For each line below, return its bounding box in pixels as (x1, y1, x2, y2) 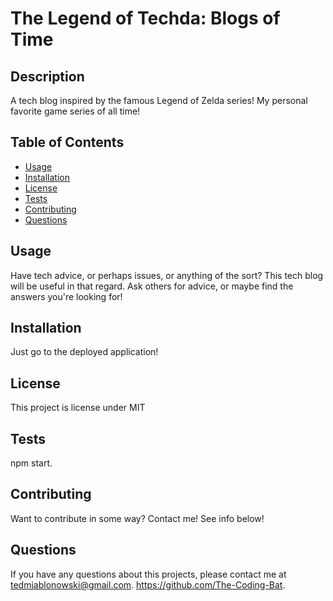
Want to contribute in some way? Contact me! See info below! (10, 512, 265, 524)
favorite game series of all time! (10, 105, 141, 117)
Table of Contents (10, 134, 125, 151)
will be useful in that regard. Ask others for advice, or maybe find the (10, 280, 294, 292)
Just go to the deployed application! (10, 346, 159, 358)
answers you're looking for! (10, 290, 123, 302)
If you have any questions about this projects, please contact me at (10, 568, 287, 580)
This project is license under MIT (10, 402, 146, 414)
